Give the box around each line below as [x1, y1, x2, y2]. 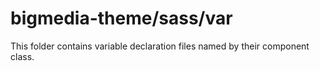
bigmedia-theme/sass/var [10, 7, 233, 30]
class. [10, 50, 35, 62]
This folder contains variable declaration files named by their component [10, 40, 310, 52]
